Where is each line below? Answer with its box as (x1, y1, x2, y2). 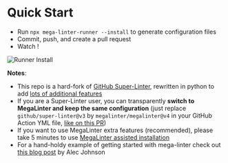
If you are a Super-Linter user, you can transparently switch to (17, 96, 195, 105)
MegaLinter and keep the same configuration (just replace (17, 104, 187, 112)
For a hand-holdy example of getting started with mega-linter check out (17, 140, 221, 149)
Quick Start (7, 5, 74, 21)
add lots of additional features (17, 89, 103, 98)
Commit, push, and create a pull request (17, 34, 132, 43)
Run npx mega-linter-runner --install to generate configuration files (17, 28, 217, 36)
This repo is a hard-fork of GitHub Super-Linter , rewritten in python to (17, 82, 215, 90)
